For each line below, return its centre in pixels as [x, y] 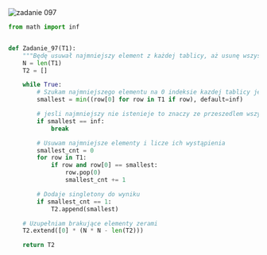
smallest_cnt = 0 [65, 150]
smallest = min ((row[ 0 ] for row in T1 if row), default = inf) [140, 100]
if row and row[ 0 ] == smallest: [104, 165]
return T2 [39, 245]
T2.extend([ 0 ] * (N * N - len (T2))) [83, 231]
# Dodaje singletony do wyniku [89, 194]
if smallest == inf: [71, 121]
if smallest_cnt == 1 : [74, 202]
